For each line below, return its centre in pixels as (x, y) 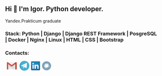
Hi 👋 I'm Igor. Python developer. (54, 9)
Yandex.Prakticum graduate (33, 21)
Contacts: (17, 53)
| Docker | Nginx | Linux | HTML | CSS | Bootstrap (64, 40)
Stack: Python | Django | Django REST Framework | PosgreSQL (81, 33)
